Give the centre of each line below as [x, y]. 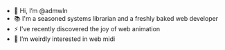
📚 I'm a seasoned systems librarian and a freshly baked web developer [116, 18]
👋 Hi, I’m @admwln [40, 11]
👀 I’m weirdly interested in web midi [64, 39]
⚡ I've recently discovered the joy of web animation [87, 29]
